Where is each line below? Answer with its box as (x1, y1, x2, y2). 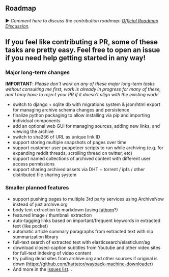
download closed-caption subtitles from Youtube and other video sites (12, 244, 161, 251)
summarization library (12, 234, 59, 240)
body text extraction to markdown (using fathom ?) (12, 206, 118, 213)
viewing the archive (12, 128, 54, 134)
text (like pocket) (12, 223, 48, 229)
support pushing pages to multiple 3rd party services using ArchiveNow (12, 196, 164, 202)
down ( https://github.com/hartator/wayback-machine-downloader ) (12, 261, 154, 267)
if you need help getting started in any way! (5, 53, 146, 63)
